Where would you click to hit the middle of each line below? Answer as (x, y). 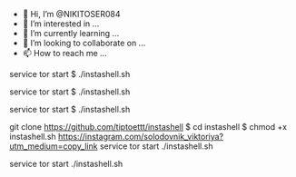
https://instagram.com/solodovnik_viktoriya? (141, 137)
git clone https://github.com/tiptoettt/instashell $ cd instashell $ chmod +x (148, 127)
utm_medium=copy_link (54, 146)
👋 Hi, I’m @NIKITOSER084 (71, 14)
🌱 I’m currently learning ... (71, 33)
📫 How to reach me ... (64, 53)
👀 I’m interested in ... (61, 24)
